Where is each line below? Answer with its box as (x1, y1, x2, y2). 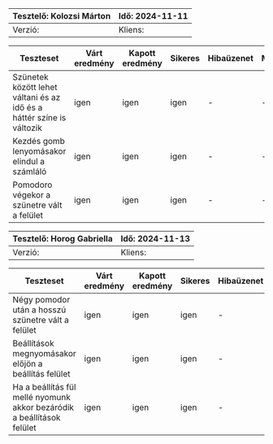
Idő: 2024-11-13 (120, 233, 191, 244)
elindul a (12, 156, 45, 167)
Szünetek (12, 72, 49, 82)
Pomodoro (12, 179, 53, 190)
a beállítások (12, 412, 61, 423)
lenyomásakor (12, 146, 67, 157)
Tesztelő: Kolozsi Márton (12, 11, 111, 21)
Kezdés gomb (12, 136, 65, 146)
